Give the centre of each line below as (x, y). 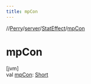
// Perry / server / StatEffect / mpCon (45, 28)
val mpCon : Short (27, 75)
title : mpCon (22, 11)
